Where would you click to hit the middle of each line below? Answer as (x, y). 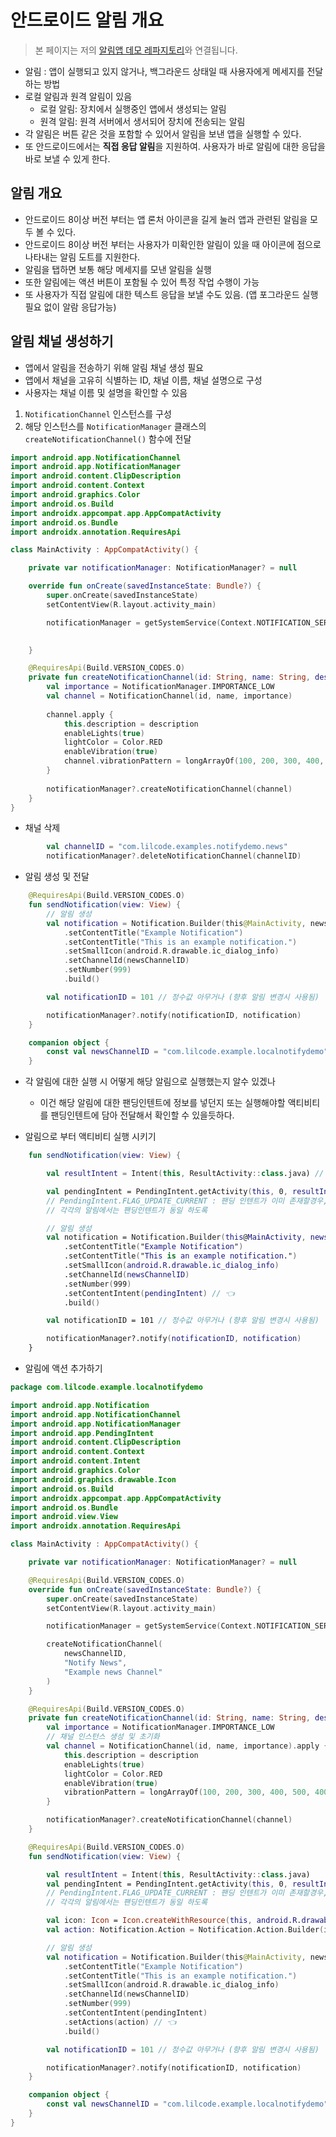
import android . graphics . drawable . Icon (93, 1479)
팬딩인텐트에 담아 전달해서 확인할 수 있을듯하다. (142, 1115)
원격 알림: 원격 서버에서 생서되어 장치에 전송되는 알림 (142, 121)
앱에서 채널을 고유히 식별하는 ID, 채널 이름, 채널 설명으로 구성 (143, 380)
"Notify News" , (95, 1663)
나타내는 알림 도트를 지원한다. (82, 257)
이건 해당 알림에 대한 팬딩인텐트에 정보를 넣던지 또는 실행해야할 (162, 1103)
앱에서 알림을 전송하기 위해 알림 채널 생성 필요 (114, 367)
